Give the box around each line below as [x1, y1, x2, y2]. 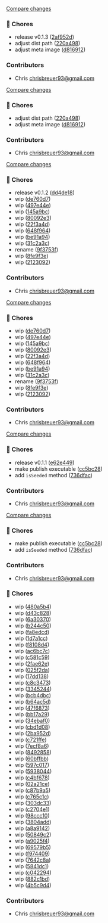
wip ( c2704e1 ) [14, 806, 50, 813]
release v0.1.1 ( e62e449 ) [14, 459, 75, 466]
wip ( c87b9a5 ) [14, 787, 51, 794]
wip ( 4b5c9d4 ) [14, 881, 52, 888]
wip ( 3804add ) [14, 818, 52, 825]
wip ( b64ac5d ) [14, 698, 52, 705]
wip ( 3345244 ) [14, 685, 52, 692]
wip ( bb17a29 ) [14, 710, 50, 717]
